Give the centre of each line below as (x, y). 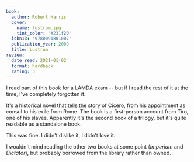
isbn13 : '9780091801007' (41, 39)
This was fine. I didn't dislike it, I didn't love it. (61, 136)
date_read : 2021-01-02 (39, 60)
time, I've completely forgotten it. (46, 94)
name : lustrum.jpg (39, 28)
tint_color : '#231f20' (44, 33)
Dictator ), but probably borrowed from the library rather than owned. (89, 153)
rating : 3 (23, 71)
